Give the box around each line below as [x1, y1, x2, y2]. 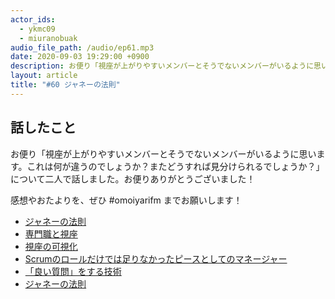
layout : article [10, 71, 78, 81]
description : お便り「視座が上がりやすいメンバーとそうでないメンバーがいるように [10, 61, 315, 71]
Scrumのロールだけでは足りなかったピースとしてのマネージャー [24, 252, 288, 265]
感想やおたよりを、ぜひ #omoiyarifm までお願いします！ [10, 194, 243, 206]
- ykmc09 [19, 24, 56, 34]
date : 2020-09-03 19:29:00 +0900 [10, 52, 150, 62]
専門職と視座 [24, 227, 78, 240]
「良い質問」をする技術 [24, 265, 122, 277]
